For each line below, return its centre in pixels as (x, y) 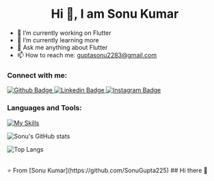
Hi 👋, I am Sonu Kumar (115, 14)
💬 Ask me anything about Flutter (62, 47)
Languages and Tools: (44, 108)
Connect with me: (37, 75)
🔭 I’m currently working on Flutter (64, 33)
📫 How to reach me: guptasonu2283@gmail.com (87, 55)
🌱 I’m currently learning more (58, 40)
